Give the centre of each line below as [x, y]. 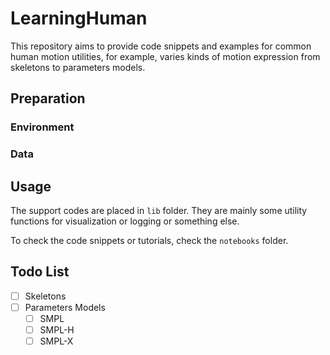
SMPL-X [56, 341]
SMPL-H [57, 329]
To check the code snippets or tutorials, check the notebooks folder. [149, 240]
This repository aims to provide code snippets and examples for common [161, 46]
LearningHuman [79, 18]
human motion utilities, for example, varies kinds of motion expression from [165, 56]
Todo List [40, 272]
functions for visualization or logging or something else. [125, 221]
